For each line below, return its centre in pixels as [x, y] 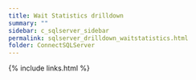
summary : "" [28, 23]
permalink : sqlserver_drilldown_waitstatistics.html [98, 38]
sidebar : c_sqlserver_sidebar [59, 30]
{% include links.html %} [49, 68]
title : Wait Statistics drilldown [66, 16]
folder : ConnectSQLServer [51, 46]
